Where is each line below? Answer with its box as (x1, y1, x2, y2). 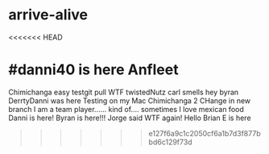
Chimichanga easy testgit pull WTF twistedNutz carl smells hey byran (8, 87, 239, 97)
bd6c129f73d (148, 137, 192, 147)
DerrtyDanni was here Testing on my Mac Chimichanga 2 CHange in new (8, 95, 251, 106)
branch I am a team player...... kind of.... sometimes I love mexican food (8, 104, 244, 114)
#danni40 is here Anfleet (8, 60, 179, 79)
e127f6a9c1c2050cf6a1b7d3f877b (148, 128, 261, 138)
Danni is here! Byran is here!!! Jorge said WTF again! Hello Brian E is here (8, 113, 251, 123)
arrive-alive (8, 6, 89, 24)
